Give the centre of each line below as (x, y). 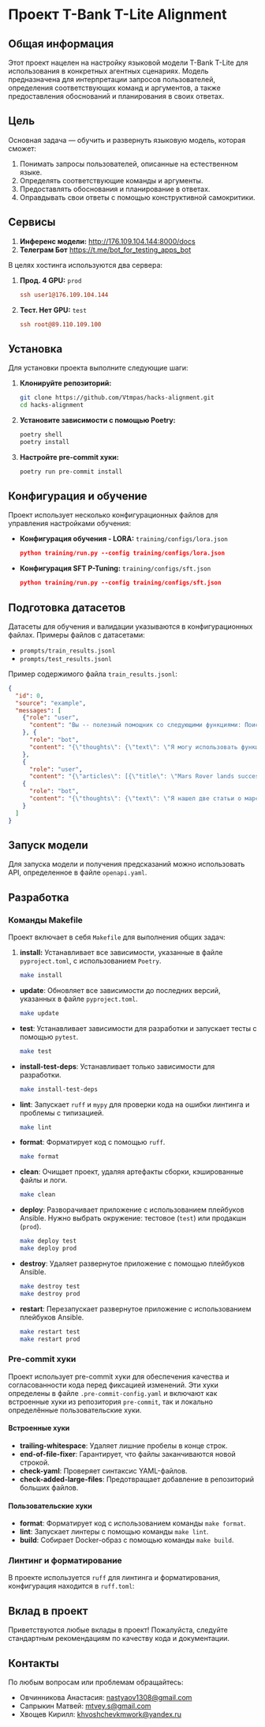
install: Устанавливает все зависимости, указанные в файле (121, 953)
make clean (37, 1195)
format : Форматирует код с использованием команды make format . (132, 1523)
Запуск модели (48, 845)
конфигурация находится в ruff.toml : (71, 1586)
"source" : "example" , (51, 703)
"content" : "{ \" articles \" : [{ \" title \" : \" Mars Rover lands (132, 777)
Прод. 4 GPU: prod (50, 280)
